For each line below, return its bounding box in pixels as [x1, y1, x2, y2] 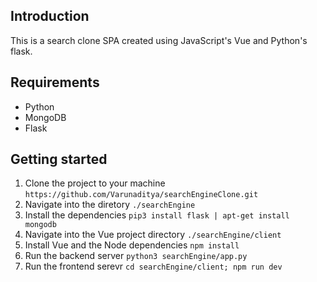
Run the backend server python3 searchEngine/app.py [24, 250, 248, 262]
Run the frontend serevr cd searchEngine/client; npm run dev [24, 260, 283, 273]
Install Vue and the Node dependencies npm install [24, 239, 240, 251]
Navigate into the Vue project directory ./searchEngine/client [24, 229, 282, 241]
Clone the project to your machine [24, 177, 166, 189]
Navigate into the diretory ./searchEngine [24, 199, 196, 211]
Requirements [10, 74, 100, 91]
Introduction [10, 8, 90, 25]
